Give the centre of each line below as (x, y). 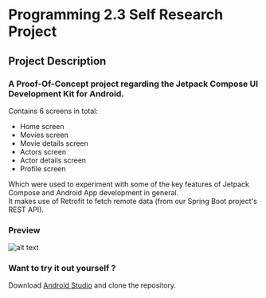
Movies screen (44, 135)
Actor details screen (53, 160)
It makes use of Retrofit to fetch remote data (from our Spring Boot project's (133, 201)
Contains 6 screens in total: (53, 111)
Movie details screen (54, 143)
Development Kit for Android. (66, 93)
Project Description (57, 61)
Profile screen (43, 168)
